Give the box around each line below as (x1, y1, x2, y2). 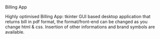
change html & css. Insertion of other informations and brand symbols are (5, 24, 155, 30)
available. (5, 29, 25, 35)
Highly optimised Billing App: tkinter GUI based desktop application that (5, 14, 151, 19)
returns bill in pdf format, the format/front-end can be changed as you (5, 19, 148, 24)
